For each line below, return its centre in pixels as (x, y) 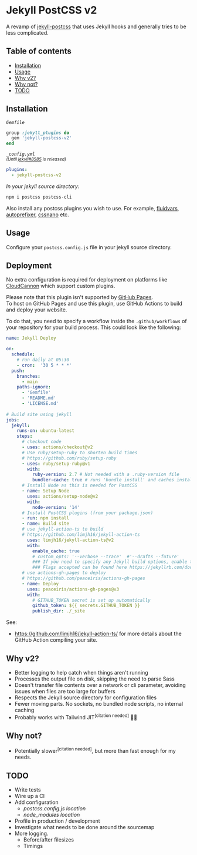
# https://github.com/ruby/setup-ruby (69, 458)
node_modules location (52, 814)
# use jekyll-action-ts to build (62, 529)
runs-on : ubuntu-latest (46, 431)
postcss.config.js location (55, 808)
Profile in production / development (57, 821)
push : (18, 371)
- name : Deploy (40, 584)
